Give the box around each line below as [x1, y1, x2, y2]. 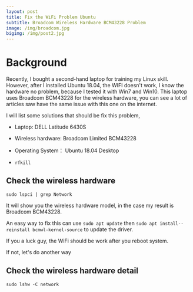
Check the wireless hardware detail [6, 266, 138, 276]
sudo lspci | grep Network [6, 191, 72, 198]
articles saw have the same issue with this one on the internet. [6, 101, 157, 108]
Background [6, 56, 67, 70]
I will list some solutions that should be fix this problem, [6, 112, 140, 119]
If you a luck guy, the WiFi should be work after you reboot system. [6, 237, 169, 244]
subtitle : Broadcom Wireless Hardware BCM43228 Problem [6, 19, 146, 25]
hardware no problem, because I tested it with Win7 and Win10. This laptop [6, 88, 188, 95]
